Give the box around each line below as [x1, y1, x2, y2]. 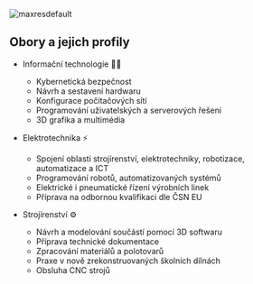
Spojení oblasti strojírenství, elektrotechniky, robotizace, [35, 153, 246, 164]
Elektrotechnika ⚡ [22, 132, 89, 143]
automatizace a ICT [35, 162, 109, 173]
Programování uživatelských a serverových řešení [35, 105, 222, 115]
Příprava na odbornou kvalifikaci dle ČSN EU [35, 191, 202, 202]
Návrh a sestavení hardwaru [35, 86, 142, 96]
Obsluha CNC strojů [35, 264, 111, 275]
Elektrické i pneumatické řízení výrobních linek [35, 181, 210, 193]
